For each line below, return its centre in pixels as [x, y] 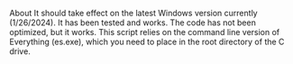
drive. [20, 51]
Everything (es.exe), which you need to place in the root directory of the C [147, 41]
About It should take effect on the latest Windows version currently [134, 13]
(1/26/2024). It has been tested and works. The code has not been [133, 23]
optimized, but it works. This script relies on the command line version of [145, 32]
